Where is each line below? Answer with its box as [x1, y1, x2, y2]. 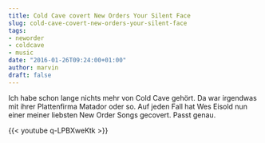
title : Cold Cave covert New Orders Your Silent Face [8, 11, 192, 20]
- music [8, 49, 34, 57]
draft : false [8, 71, 52, 79]
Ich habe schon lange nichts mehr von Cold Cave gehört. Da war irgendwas [8, 93, 257, 102]
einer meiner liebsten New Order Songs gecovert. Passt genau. [8, 109, 216, 120]
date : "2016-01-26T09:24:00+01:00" [8, 57, 127, 65]
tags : [8, 26, 26, 34]
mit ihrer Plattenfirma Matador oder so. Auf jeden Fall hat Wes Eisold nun [8, 101, 247, 111]
